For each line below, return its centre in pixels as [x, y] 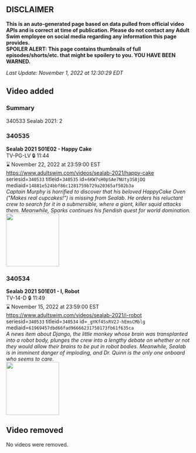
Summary [21, 108]
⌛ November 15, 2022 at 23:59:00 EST [53, 307]
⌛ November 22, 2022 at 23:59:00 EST [53, 164]
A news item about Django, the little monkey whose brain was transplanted [97, 334]
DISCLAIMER [30, 10]
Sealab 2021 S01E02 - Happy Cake [49, 149]
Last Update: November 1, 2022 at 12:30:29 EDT [65, 72]
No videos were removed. [37, 444]
